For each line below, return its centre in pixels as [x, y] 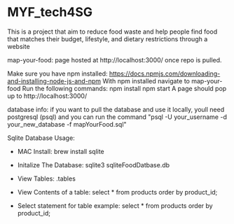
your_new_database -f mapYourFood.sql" [67, 124]
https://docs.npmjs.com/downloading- [165, 73]
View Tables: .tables [46, 178]
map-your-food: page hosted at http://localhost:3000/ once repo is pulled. [115, 59]
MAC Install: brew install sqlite [61, 151]
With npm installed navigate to [146, 80]
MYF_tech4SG [50, 12]
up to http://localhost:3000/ [47, 96]
